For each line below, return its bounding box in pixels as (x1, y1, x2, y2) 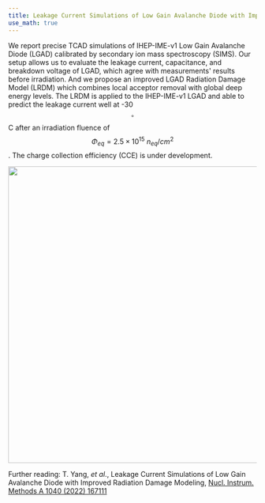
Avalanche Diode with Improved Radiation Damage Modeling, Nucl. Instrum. (8, 478, 254, 487)
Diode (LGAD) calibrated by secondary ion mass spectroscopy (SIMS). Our (8, 49, 251, 59)
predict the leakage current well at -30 (8, 100, 133, 109)
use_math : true (8, 19, 58, 27)
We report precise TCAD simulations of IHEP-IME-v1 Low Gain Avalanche (8, 40, 246, 50)
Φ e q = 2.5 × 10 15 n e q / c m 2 (91, 135, 174, 147)
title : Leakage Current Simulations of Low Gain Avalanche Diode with (8, 11, 245, 20)
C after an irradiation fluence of (8, 123, 110, 132)
